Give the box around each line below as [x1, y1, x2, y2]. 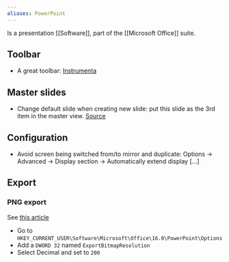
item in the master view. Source [16, 112, 106, 120]
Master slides [7, 86, 66, 98]
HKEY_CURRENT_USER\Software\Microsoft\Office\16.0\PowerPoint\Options [16, 235, 223, 241]
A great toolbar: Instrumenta [16, 66, 97, 75]
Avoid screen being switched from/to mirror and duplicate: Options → [16, 150, 213, 158]
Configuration [7, 131, 68, 144]
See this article [7, 213, 49, 221]
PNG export [7, 198, 46, 207]
